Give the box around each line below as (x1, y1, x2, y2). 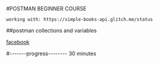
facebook (6, 39, 30, 45)
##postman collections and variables (6, 27, 97, 34)
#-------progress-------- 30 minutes (6, 50, 96, 57)
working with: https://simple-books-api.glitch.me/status (6, 17, 153, 23)
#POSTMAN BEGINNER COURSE (6, 5, 87, 12)
